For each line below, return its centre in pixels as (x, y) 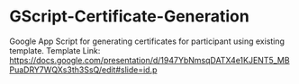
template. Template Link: (55, 50)
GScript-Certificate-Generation (129, 17)
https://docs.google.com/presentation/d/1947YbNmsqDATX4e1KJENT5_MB (149, 60)
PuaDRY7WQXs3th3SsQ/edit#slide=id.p (83, 70)
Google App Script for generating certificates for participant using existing (147, 41)
